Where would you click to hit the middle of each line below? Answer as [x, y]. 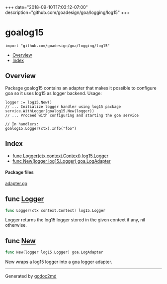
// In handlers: [22, 124]
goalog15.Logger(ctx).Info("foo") [41, 128]
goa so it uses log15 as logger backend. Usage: [53, 93]
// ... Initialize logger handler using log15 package [63, 106]
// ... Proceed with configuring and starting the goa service [72, 115]
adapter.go [16, 183]
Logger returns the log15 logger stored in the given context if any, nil [75, 220]
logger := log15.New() [29, 102]
